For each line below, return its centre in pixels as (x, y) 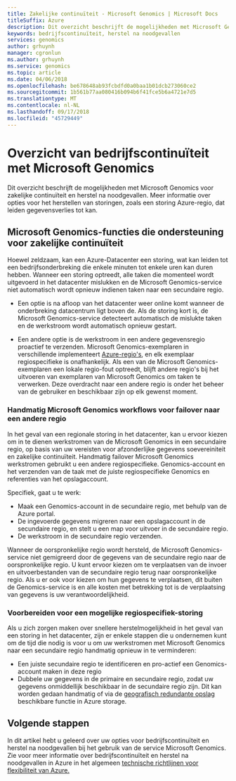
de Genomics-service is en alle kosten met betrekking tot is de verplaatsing (117, 587)
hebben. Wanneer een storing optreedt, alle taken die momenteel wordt (111, 275)
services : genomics (36, 40)
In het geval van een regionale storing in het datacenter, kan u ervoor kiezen (117, 434)
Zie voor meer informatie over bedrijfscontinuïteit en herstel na (98, 755)
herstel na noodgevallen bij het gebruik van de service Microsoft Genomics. (117, 748)
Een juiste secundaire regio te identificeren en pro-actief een (105, 664)
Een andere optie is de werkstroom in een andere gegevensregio (111, 340)
